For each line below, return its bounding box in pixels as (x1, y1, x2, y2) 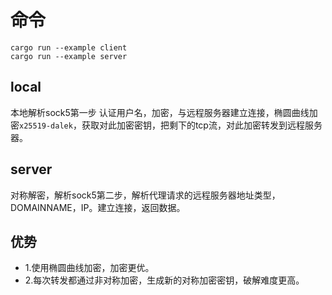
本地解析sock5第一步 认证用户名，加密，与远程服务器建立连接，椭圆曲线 (10, 106, 310, 118)
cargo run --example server (10, 51, 128, 61)
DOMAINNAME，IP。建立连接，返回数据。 (10, 201, 186, 213)
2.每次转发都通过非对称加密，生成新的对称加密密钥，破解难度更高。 (24, 274, 305, 286)
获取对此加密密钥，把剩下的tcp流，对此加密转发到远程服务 (81, 119, 323, 131)
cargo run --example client (10, 42, 128, 53)
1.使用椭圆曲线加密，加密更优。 (24, 262, 155, 274)
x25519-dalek (19, 121, 73, 131)
